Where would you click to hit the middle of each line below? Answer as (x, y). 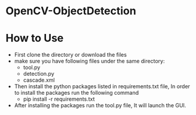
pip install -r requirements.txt (59, 99)
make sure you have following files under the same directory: (89, 61)
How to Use (35, 38)
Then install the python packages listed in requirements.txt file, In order (102, 86)
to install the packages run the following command (76, 93)
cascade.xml (39, 80)
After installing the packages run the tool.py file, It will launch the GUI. (100, 105)
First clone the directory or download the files (70, 55)
